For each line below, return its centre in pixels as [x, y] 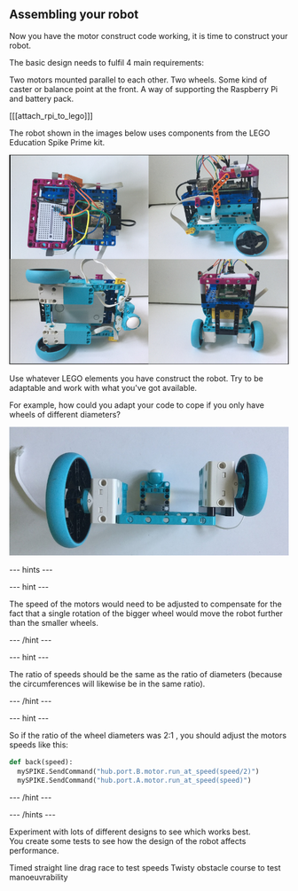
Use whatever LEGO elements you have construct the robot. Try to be [136, 378]
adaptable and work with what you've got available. [103, 387]
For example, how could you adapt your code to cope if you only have [137, 405]
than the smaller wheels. [54, 622]
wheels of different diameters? [65, 414]
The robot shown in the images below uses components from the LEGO [140, 133]
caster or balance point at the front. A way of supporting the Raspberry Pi [143, 89]
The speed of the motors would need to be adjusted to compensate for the [145, 604]
